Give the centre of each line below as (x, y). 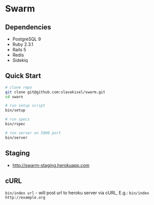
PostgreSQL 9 (27, 39)
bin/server (16, 138)
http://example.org (25, 198)
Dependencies (28, 27)
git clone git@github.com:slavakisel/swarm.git (55, 92)
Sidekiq (20, 60)
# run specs (17, 119)
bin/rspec (15, 124)
